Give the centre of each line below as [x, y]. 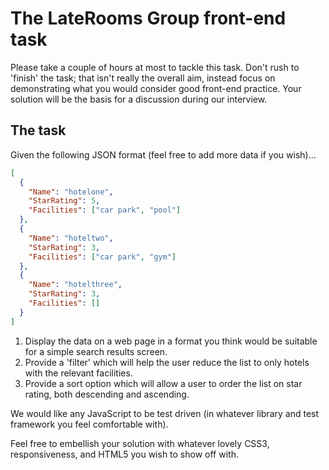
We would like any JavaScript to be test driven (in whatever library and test [165, 413]
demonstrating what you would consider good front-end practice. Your [156, 88]
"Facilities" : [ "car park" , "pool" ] [105, 210]
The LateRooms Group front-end [148, 18]
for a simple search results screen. [96, 351]
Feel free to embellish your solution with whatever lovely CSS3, [140, 443]
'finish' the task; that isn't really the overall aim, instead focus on [143, 78]
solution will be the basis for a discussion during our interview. [139, 99]
